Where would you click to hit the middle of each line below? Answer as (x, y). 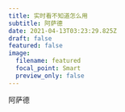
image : (19, 53)
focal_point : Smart (48, 68)
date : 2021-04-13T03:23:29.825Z (62, 31)
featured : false (35, 46)
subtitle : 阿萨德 (35, 23)
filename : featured (48, 61)
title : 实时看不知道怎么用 (48, 16)
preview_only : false (50, 76)
